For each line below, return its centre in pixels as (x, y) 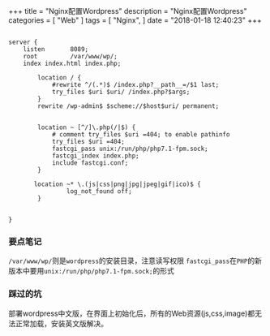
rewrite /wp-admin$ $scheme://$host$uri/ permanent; (129, 106)
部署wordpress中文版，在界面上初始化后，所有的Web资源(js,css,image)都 (132, 313)
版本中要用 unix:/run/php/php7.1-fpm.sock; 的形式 (91, 271)
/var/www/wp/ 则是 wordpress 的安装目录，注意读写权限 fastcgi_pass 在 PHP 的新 (135, 261)
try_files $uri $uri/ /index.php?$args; (121, 92)
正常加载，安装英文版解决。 (61, 323)
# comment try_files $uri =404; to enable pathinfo (141, 135)
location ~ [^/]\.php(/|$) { (87, 127)
